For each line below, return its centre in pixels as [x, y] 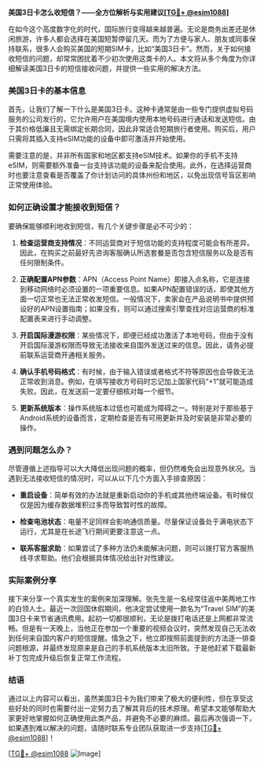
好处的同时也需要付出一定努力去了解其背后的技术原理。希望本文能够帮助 [132, 709]
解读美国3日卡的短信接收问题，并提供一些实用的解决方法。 [110, 68]
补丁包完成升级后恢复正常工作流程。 [67, 658]
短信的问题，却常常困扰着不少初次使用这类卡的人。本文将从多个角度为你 [132, 59]
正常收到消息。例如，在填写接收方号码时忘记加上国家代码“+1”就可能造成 [136, 381]
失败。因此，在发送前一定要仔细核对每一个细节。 [99, 391]
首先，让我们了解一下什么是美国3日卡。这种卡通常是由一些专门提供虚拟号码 [131, 109]
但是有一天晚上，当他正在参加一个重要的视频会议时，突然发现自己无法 [135, 628]
